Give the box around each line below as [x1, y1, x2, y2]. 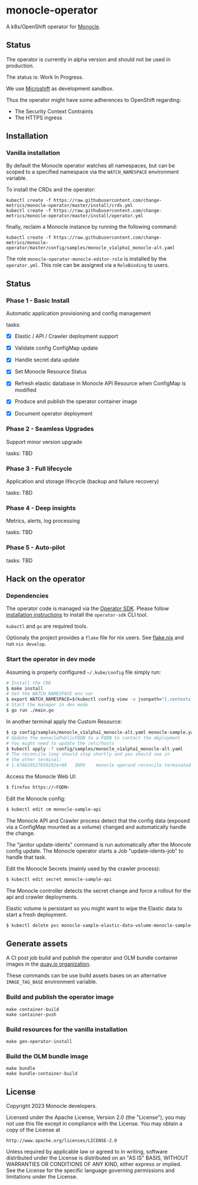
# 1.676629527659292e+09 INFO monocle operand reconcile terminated [6, 762, 192, 768]
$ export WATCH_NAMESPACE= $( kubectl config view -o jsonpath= [6, 696, 162, 702]
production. [6, 62, 34, 69]
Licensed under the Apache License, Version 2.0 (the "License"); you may [6, 1114, 186, 1121]
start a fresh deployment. [6, 911, 68, 918]
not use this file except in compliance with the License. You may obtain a [6, 1120, 183, 1127]
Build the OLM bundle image [6, 1052, 88, 1060]
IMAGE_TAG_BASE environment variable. [6, 978, 98, 985]
